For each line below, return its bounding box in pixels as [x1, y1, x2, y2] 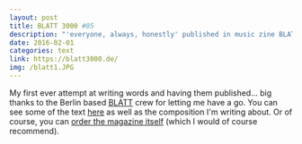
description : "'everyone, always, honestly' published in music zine [9, 30, 276, 38]
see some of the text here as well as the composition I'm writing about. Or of [9, 106, 293, 117]
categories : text [9, 47, 75, 55]
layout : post [9, 13, 58, 22]
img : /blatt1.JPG [9, 64, 75, 72]
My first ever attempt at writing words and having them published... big [9, 87, 272, 98]
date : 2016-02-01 [9, 38, 75, 47]
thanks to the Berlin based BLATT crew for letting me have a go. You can [9, 97, 279, 107]
